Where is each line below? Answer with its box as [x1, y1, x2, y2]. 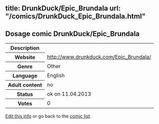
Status [17, 91, 33, 98]
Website [14, 54, 36, 61]
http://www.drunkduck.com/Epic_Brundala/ [47, 54, 151, 61]
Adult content [8, 82, 42, 89]
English [47, 72, 65, 79]
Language [12, 72, 37, 80]
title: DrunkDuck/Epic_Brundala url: [5, 4, 121, 13]
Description [10, 44, 40, 52]
